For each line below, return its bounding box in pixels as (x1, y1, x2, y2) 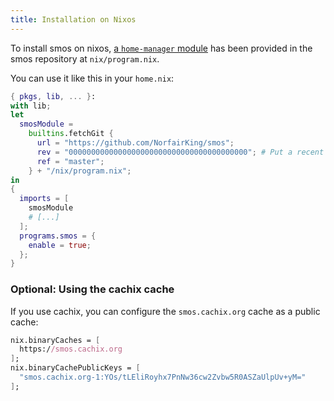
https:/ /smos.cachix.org (19, 344, 123, 355)
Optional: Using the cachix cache (10, 282, 175, 296)
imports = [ (19, 194, 70, 204)
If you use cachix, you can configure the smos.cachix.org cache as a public (10, 305, 321, 317)
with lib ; (10, 101, 52, 111)
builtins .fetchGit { (28, 129, 114, 139)
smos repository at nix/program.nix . (10, 52, 160, 65)
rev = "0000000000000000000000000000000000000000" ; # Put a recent (36, 147, 325, 157)
